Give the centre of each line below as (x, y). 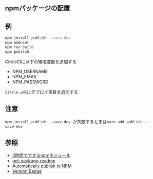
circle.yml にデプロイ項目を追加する (42, 92)
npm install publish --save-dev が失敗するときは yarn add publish (74, 121)
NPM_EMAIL (25, 76)
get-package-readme (34, 161)
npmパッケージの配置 (38, 8)
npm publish (17, 52)
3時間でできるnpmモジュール (41, 156)
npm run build (19, 47)
